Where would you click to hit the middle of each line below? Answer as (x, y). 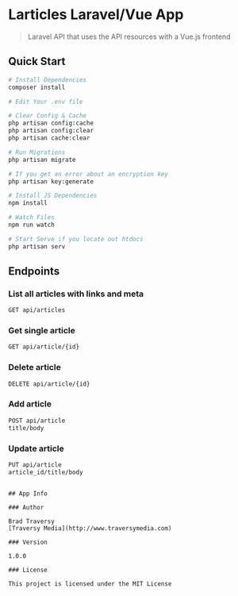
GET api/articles (37, 310)
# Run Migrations (37, 152)
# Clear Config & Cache (48, 116)
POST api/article (37, 421)
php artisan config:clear (51, 131)
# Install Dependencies (48, 80)
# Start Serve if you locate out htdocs (76, 239)
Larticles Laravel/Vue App (96, 15)
